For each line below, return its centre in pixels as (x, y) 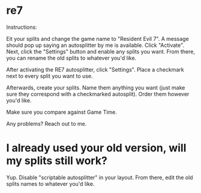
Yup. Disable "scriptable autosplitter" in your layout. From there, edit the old (100, 177)
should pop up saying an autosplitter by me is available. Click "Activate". (95, 45)
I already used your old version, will (96, 148)
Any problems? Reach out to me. (46, 123)
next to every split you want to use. (49, 76)
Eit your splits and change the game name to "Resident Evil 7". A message (97, 38)
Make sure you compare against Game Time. (61, 112)
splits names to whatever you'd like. (50, 183)
